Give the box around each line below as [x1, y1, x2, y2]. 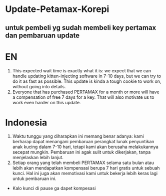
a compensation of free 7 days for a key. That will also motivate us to [12, 94, 154, 100]
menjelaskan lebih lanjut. [12, 155, 63, 161]
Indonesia [5, 117, 47, 128]
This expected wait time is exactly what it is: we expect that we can [12, 67, 151, 73]
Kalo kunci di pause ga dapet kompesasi [12, 186, 96, 192]
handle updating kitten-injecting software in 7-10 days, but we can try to [12, 73, 161, 79]
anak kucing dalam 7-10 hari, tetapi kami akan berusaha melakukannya [12, 144, 158, 150]
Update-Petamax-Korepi [5, 3, 109, 15]
